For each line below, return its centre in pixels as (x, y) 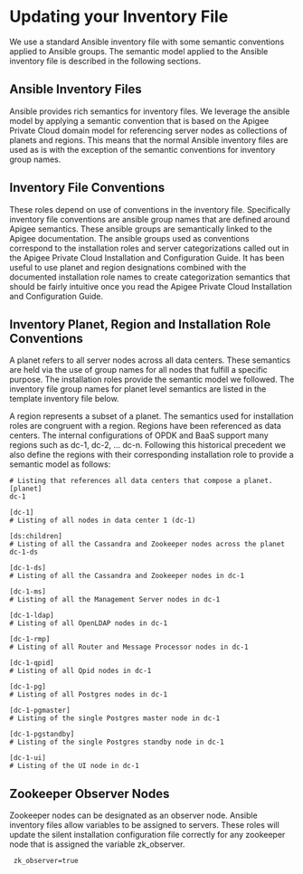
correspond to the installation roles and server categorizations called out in (149, 248)
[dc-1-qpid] (32, 663)
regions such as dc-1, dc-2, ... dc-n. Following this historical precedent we (148, 445)
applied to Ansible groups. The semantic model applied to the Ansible (139, 51)
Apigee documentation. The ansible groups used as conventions (130, 238)
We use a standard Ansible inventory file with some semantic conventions (147, 42)
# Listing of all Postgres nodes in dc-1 (89, 695)
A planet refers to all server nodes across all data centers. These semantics (150, 360)
